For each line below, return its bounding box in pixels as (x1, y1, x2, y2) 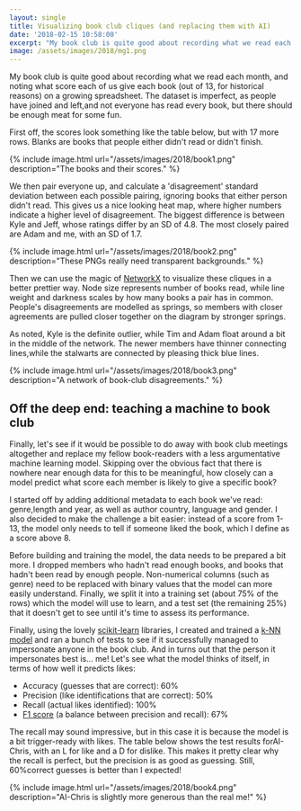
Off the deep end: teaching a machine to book (9, 401, 271, 416)
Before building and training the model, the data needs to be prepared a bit (9, 549, 287, 560)
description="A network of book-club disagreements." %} (9, 375, 223, 386)
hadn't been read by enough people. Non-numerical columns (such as (9, 568, 270, 580)
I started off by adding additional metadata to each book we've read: (9, 494, 263, 504)
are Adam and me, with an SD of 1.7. (9, 228, 143, 239)
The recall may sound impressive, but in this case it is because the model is (9, 726, 289, 737)
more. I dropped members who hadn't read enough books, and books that (9, 559, 284, 570)
